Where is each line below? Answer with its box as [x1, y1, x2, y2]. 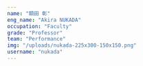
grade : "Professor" [7, 29, 63, 36]
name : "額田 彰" [7, 10, 51, 17]
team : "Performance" [7, 36, 67, 43]
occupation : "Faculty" [7, 23, 72, 30]
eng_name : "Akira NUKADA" [7, 16, 81, 23]
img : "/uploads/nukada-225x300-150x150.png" [7, 42, 137, 49]
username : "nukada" [7, 49, 63, 56]
